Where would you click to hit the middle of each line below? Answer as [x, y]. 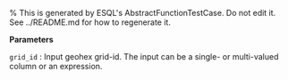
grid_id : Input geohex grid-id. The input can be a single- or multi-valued [144, 56]
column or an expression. [56, 66]
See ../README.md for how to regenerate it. [90, 22]
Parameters [31, 40]
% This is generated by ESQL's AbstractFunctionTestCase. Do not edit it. [143, 13]
